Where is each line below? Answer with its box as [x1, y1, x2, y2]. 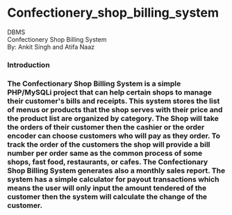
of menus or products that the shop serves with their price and [7, 104, 223, 114]
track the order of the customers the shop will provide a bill [7, 139, 210, 149]
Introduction [7, 60, 50, 70]
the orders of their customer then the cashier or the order [7, 122, 205, 132]
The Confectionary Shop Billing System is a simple [7, 79, 181, 88]
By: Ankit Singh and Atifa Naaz [7, 42, 95, 51]
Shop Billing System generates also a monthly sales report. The [7, 166, 226, 175]
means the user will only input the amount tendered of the [7, 183, 207, 193]
